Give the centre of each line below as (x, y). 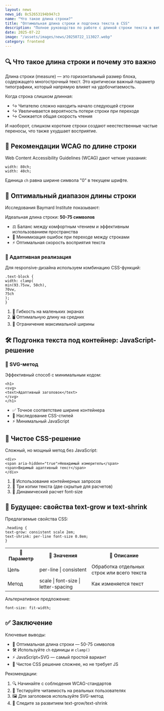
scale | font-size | (60, 581)
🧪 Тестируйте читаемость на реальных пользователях (69, 690)
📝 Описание (124, 556)
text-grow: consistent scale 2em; (40, 532)
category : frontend (25, 42)
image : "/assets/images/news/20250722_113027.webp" (59, 37)
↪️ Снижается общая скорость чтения (52, 116)
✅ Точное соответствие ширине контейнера (58, 410)
